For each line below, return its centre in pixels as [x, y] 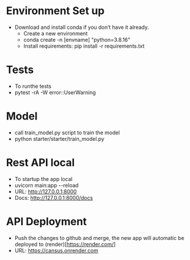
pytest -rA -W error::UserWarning [55, 92]
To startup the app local [43, 179]
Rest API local [41, 163]
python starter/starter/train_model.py [59, 139]
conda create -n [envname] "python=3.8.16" [77, 40]
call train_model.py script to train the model [67, 132]
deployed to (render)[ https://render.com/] [65, 244]
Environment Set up [55, 11]
